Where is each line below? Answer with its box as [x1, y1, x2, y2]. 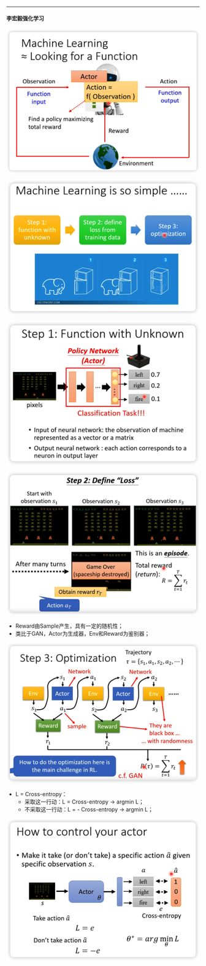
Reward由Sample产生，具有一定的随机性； [15, 622, 124, 629]
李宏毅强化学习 [6, 15, 44, 22]
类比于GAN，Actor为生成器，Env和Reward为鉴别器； [15, 630, 150, 637]
